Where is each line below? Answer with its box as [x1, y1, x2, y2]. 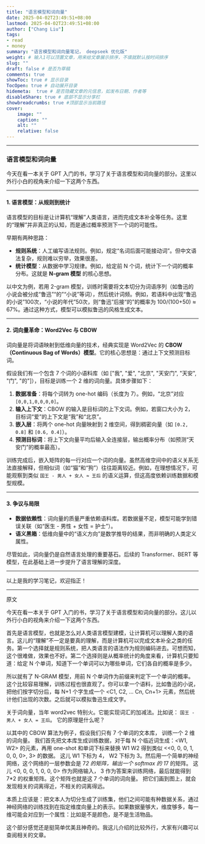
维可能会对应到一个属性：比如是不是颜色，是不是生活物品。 [6, 810, 156, 818]
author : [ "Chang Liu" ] [6, 26, 64, 32]
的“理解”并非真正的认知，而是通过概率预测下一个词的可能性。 [6, 221, 161, 228]
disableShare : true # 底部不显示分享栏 [6, 94, 101, 100]
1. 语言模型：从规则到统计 [6, 198, 71, 206]
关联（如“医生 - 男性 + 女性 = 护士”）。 [20, 522, 117, 530]
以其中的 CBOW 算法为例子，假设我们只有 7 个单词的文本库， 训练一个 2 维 [6, 729, 195, 736]
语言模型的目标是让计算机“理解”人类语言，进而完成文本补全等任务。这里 [6, 213, 188, 220]
